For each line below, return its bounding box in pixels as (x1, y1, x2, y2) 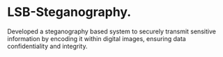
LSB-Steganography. (7, 4, 132, 20)
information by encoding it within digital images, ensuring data (7, 34, 186, 42)
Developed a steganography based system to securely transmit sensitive (7, 27, 216, 35)
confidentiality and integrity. (7, 42, 88, 50)
